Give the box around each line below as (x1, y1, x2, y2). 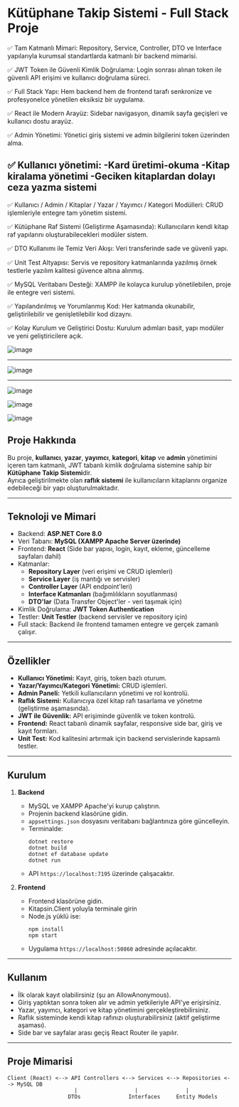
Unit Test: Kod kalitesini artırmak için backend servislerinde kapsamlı (17, 734, 221, 743)
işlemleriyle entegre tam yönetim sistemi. (7, 208, 127, 217)
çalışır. (17, 628, 37, 636)
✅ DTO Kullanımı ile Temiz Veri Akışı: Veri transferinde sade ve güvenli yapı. (7, 244, 229, 252)
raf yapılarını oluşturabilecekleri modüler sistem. (7, 230, 148, 239)
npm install (28, 926, 64, 933)
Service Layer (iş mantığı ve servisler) (28, 574, 141, 584)
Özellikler (7, 655, 51, 667)
